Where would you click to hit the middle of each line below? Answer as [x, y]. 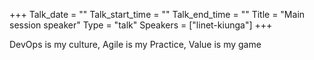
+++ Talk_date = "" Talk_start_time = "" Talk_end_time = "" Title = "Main [157, 14]
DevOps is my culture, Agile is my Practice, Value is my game [135, 44]
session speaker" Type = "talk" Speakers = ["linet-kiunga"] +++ [141, 25]
